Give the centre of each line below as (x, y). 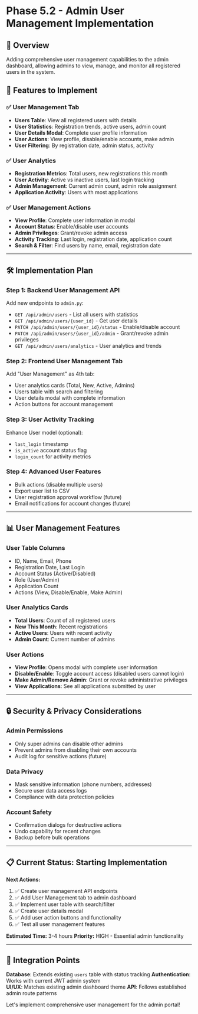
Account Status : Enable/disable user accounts (71, 227)
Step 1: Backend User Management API (63, 290)
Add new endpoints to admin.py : (45, 303)
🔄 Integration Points (43, 960)
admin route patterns (32, 993)
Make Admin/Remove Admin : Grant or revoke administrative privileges (101, 680)
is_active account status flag (51, 450)
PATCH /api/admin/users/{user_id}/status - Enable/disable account (97, 327)
